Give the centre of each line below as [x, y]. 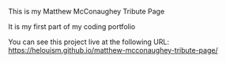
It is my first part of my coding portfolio [72, 26]
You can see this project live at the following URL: [89, 42]
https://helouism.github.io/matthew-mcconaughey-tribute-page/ [113, 50]
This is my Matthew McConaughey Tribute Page [87, 11]
